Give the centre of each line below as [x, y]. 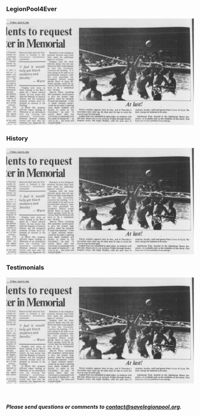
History [17, 138]
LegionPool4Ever [32, 9]
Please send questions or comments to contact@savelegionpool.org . [94, 406]
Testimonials [25, 267]
